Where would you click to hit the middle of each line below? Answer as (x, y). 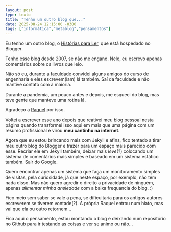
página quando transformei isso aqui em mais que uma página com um (80, 125)
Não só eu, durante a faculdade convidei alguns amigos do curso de (77, 74)
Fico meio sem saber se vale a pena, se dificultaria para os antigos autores (84, 198)
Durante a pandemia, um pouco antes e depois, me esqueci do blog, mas (82, 95)
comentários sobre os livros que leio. (44, 64)
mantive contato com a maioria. (39, 85)
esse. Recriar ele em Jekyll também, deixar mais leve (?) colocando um (79, 151)
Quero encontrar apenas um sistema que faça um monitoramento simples (83, 172)
